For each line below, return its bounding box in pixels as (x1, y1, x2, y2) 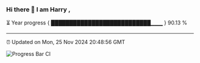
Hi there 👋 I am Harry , (6, 5, 71, 14)
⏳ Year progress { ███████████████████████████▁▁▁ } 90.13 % (6, 19, 187, 26)
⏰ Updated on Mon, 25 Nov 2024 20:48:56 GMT (6, 39, 126, 46)
